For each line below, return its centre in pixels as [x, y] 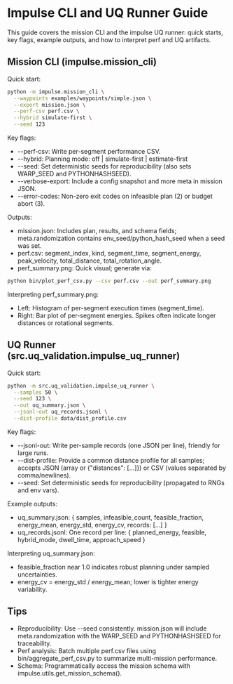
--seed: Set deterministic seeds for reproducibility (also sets [104, 166]
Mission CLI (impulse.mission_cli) [82, 62]
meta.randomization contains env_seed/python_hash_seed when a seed [121, 238]
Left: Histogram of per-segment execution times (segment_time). [111, 308]
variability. [32, 589]
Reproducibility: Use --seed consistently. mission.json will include [112, 628]
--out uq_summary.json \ [50, 405]
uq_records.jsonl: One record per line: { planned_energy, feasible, [112, 532]
